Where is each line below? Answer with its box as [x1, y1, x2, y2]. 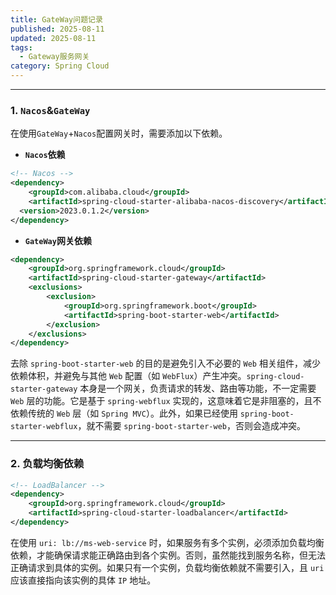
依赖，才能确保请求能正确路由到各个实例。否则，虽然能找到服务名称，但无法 [10, 549, 326, 561]
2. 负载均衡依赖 [10, 457, 85, 471]
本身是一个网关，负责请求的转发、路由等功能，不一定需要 [79, 382, 317, 395]
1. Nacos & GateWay [10, 103, 91, 117]
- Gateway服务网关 [19, 52, 90, 62]
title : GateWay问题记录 [10, 14, 103, 25]
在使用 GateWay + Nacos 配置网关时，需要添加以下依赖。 [10, 127, 228, 140]
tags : [10, 42, 33, 53]
